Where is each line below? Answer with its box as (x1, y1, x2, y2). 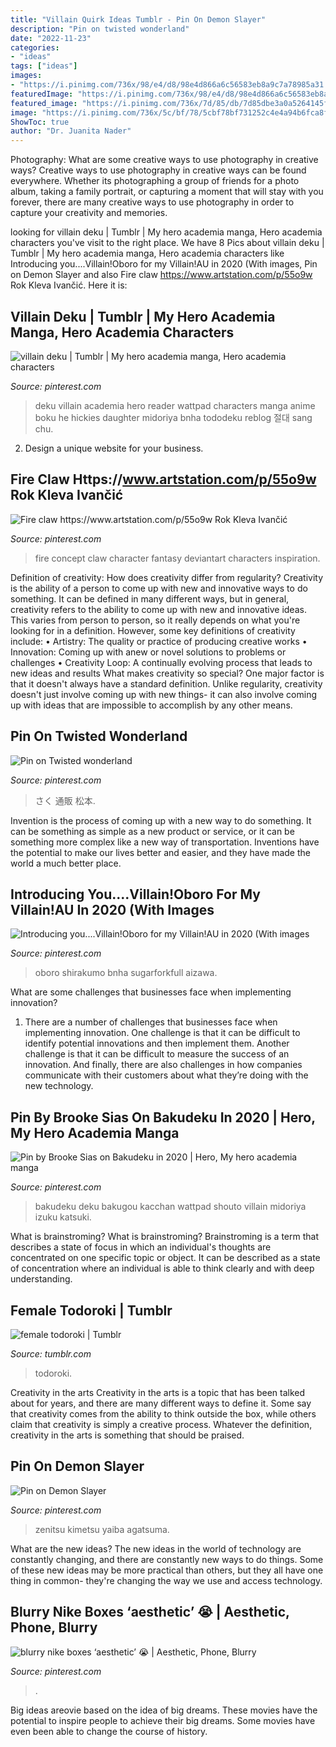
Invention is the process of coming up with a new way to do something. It (10, 814, 312, 826)
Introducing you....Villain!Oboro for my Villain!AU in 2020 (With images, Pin (10, 258, 318, 270)
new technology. (24, 1080, 94, 1092)
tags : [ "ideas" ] (10, 61, 78, 71)
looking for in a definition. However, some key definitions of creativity (10, 624, 296, 636)
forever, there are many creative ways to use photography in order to (10, 196, 295, 208)
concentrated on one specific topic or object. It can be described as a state (10, 1252, 321, 1264)
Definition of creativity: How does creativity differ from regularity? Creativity (10, 571, 324, 583)
